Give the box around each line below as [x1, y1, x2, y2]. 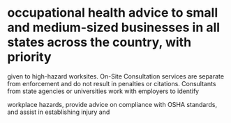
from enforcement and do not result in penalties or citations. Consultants [7, 79, 216, 88]
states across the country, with [7, 35, 192, 50]
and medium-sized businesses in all [7, 19, 221, 35]
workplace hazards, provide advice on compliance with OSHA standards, [7, 100, 218, 108]
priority [7, 49, 52, 65]
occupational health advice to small [7, 5, 218, 21]
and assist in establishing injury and [7, 108, 110, 116]
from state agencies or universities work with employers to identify [7, 87, 200, 95]
